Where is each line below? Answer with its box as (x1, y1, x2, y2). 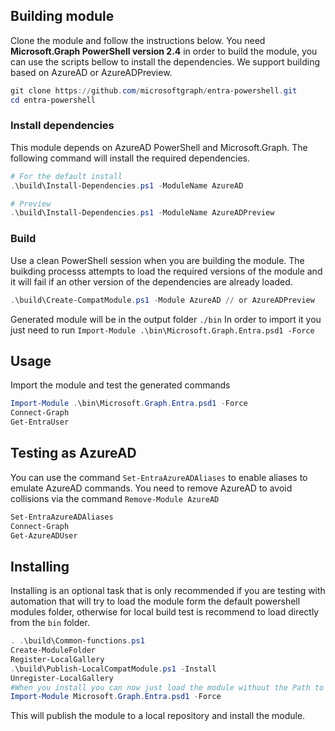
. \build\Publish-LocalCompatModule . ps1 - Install (10, 664, 217, 674)
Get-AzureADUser (10, 530, 78, 541)
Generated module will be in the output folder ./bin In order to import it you (10, 313, 322, 325)
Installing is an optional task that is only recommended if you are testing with (10, 585, 326, 597)
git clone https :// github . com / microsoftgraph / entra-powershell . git (10, 85, 298, 96)
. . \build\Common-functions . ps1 (10, 636, 145, 646)
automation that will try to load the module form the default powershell (10, 595, 301, 608)
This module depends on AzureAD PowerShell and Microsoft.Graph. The (10, 141, 308, 153)
